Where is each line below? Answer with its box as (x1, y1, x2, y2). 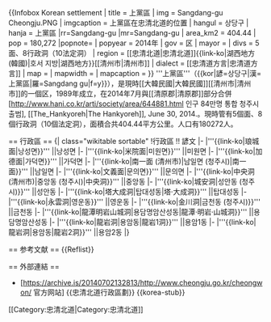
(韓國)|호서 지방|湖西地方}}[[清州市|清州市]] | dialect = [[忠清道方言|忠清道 (8, 58, 252, 68)
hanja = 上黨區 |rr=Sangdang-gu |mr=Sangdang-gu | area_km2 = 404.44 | (8, 28, 256, 37)
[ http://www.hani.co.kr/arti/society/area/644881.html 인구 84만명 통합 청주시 (8, 99, 260, 108)
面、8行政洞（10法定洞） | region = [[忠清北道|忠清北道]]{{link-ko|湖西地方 (8, 49, 256, 57)
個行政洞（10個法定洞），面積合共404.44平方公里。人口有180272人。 (8, 119, 238, 129)
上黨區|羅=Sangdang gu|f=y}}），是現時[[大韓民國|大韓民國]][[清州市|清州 (8, 78, 252, 88)
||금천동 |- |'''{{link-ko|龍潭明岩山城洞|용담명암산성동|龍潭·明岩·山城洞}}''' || (8, 207, 254, 217)
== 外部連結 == (8, 262, 60, 271)
